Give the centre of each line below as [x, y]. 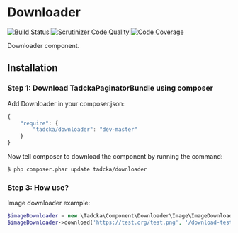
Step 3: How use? [38, 187]
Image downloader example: [49, 203]
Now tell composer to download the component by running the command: [115, 156]
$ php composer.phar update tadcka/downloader [77, 169]
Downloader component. [44, 45]
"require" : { [39, 123]
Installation [33, 68]
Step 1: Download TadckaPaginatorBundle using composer [110, 88]
